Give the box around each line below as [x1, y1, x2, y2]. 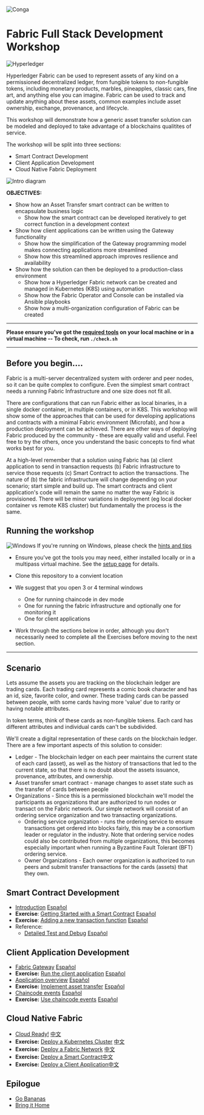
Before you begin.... [6, 358, 83, 368]
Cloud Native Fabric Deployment [15, 165, 97, 173]
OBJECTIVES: [6, 189, 42, 196]
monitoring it [24, 608, 56, 616]
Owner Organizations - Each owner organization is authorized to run [24, 857, 195, 864]
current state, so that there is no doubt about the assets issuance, [15, 766, 180, 773]
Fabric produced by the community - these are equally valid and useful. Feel [6, 431, 197, 438]
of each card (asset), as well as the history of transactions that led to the [15, 760, 197, 767]
